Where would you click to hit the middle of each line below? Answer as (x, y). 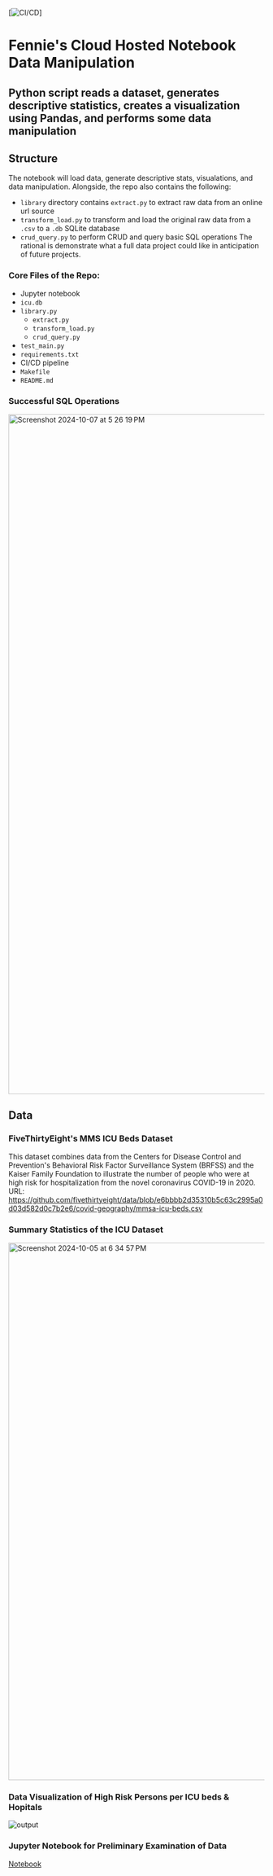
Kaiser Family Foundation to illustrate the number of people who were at (129, 1173)
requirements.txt (50, 354)
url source (37, 211)
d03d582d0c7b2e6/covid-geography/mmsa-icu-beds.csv (106, 1208)
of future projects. (50, 254)
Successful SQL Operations (64, 401)
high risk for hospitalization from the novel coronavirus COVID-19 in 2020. (132, 1182)
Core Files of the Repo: (54, 275)
